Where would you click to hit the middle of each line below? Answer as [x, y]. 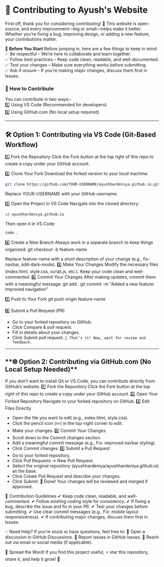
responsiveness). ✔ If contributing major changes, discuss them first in [76, 517]
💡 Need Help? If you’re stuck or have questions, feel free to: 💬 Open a [75, 532]
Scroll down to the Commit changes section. [57, 438]
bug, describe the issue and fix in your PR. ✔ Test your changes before [76, 507]
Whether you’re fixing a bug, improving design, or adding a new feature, [78, 34]
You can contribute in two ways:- [38, 99]
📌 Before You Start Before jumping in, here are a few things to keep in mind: [81, 48]
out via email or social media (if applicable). [49, 543]
